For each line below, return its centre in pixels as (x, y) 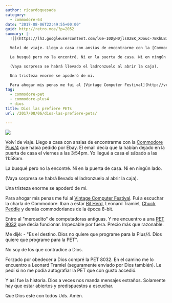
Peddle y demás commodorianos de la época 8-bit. (59, 209)
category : (16, 15)
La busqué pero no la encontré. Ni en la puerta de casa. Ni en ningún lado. (84, 168)
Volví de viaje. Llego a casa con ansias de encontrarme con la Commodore (84, 142)
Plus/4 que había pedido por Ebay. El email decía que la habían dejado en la (85, 147)
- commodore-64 (26, 19)
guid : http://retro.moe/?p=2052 (40, 29)
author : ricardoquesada (31, 10)
